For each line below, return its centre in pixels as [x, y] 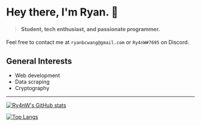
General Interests [39, 61]
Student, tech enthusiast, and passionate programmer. [90, 29]
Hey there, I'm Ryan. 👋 [62, 12]
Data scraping [32, 82]
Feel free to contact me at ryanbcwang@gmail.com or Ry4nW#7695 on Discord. [98, 42]
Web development [37, 76]
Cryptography [32, 88]
